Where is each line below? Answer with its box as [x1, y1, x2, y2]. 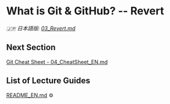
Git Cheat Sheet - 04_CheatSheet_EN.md [6, 58, 108, 65]
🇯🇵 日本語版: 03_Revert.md [6, 25, 76, 32]
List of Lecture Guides [6, 76, 91, 86]
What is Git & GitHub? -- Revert [6, 4, 164, 18]
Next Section [6, 42, 56, 53]
